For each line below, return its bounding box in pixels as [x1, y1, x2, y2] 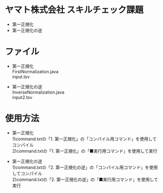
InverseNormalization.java [12, 89, 65, 95]
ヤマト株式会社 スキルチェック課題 [5, 4, 144, 16]
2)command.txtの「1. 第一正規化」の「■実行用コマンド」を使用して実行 [12, 148, 158, 154]
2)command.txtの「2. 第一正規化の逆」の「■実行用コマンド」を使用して [12, 177, 159, 182]
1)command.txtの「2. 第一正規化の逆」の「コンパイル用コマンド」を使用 [12, 164, 158, 170]
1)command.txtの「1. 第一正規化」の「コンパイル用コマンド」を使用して [12, 136, 157, 142]
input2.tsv [12, 94, 33, 100]
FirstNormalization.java [12, 68, 59, 74]
